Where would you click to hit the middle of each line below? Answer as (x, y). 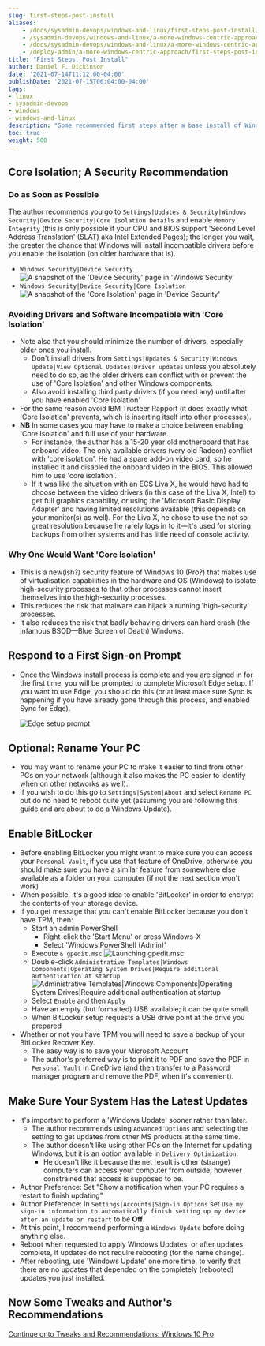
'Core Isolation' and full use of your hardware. (94, 434)
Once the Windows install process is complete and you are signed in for (136, 675)
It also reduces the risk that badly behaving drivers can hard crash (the (135, 622)
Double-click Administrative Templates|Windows (110, 962)
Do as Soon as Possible (54, 194)
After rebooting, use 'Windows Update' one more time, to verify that (130, 1261)
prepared (46, 1026)
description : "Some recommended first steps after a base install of (125, 125)
